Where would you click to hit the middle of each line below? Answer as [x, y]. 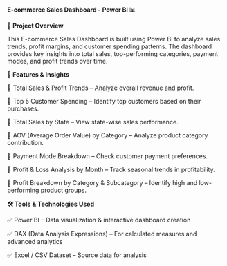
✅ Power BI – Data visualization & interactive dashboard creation [99, 220]
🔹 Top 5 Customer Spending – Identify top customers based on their [104, 101]
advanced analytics [35, 241]
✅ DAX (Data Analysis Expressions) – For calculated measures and [102, 234]
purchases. [23, 108]
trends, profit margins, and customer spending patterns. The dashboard [110, 46]
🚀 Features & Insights [38, 74]
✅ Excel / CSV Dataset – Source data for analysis [77, 255]
